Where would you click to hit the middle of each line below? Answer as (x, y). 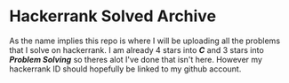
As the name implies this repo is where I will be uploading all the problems (145, 41)
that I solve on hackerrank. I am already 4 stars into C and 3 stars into (136, 49)
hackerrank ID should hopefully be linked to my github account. (125, 69)
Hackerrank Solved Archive (112, 16)
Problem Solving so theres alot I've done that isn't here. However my (136, 59)
